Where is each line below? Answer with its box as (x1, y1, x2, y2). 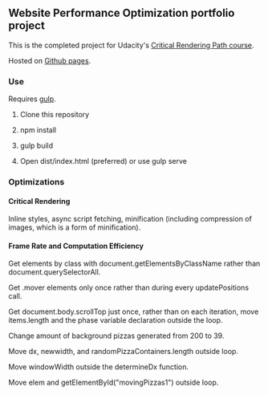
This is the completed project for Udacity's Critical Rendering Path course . (8, 40, 254, 50)
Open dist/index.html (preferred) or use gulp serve (19, 157, 187, 166)
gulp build (19, 140, 54, 151)
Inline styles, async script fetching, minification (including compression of (8, 214, 253, 224)
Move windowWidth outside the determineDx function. (8, 362, 189, 372)
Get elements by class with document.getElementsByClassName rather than (8, 259, 261, 268)
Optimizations (8, 177, 65, 188)
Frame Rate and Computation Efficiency (8, 241, 144, 250)
